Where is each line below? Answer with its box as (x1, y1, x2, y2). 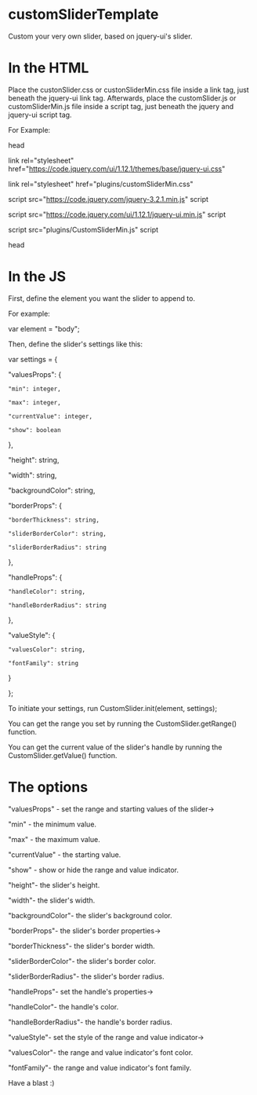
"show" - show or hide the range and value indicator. (8, 865, 179, 874)
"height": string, (8, 455, 60, 464)
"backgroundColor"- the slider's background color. (8, 910, 172, 920)
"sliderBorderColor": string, (8, 529, 107, 537)
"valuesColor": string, (8, 646, 86, 654)
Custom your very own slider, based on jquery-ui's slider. (8, 31, 193, 41)
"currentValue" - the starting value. (8, 850, 121, 859)
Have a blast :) (8, 1078, 55, 1087)
